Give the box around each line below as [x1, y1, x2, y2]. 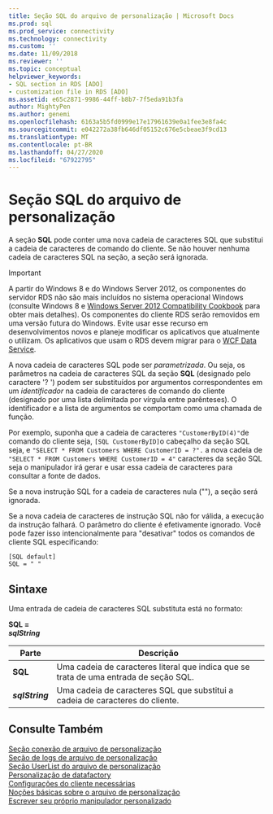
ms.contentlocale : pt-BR [8, 140, 93, 149]
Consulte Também [8, 722, 104, 737]
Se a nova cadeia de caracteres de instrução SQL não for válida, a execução [8, 511, 264, 521]
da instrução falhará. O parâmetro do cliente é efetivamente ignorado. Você [8, 520, 262, 530]
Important [8, 268, 41, 278]
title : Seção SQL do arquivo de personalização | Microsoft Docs [8, 11, 234, 20]
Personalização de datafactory [8, 770, 111, 780]
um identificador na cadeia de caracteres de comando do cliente [8, 386, 226, 396]
